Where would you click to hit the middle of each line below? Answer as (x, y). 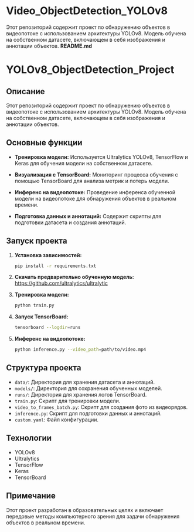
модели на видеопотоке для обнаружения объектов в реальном (96, 198)
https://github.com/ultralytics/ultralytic (61, 283)
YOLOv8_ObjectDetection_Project (90, 70)
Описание (25, 92)
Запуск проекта (37, 241)
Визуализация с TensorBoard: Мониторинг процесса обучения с (96, 174)
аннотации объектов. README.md (49, 46)
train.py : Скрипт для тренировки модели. (67, 401)
